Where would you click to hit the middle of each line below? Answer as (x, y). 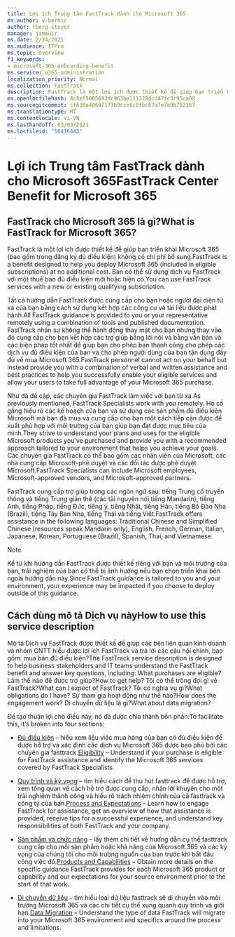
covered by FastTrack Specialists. (66, 767)
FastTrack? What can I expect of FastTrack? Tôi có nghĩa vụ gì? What (105, 688)
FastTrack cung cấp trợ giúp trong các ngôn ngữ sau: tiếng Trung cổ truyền (116, 491)
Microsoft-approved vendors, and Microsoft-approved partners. (99, 478)
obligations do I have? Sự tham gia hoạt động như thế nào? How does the (112, 696)
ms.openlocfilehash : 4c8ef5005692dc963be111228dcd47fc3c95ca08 (101, 99)
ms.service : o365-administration (56, 72)
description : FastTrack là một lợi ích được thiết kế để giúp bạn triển (115, 92)
